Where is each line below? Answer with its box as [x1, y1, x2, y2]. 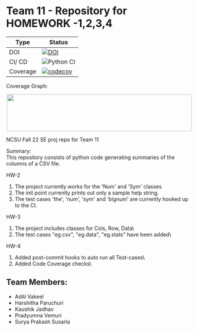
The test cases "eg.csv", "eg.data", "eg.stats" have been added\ [14, 231, 171, 238]
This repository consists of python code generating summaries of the [6, 154, 176, 161]
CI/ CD [9, 57, 28, 66]
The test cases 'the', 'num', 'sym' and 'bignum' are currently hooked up [14, 195, 189, 202]
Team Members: [6, 277, 68, 287]
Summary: [6, 147, 31, 154]
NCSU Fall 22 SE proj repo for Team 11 [6, 136, 99, 143]
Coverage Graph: [6, 82, 48, 89]
